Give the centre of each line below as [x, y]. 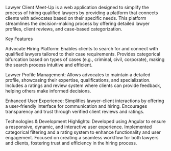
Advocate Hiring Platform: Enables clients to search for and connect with [82, 49]
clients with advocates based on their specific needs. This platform [76, 18]
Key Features [19, 39]
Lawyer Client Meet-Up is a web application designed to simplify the [77, 7]
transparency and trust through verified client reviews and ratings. [75, 112]
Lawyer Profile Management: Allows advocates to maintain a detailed [78, 75]
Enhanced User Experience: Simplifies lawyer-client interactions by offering [85, 101]
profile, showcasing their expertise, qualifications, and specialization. [78, 80]
